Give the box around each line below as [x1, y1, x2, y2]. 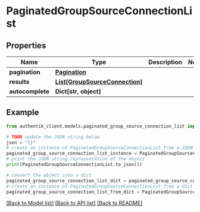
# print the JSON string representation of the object [6, 156, 145, 162]
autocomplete [9, 87, 49, 96]
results [9, 78, 30, 86]
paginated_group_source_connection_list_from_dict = [6, 189, 140, 195]
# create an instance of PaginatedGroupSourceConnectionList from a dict [6, 183, 193, 189]
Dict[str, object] [55, 87, 101, 96]
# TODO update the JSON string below [6, 134, 100, 140]
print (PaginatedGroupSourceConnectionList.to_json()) [6, 162, 143, 167]
